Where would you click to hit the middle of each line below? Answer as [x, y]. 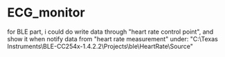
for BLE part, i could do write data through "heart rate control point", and [110, 32]
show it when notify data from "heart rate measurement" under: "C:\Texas [112, 38]
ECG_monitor [46, 13]
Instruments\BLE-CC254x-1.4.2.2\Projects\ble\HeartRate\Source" [100, 46]
